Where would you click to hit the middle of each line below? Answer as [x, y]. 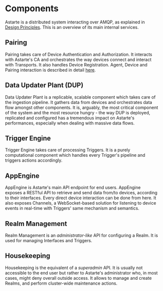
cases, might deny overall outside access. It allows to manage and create [78, 278]
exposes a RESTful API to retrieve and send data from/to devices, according [81, 193]
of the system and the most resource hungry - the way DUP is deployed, [78, 112]
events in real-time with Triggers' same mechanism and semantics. [72, 208]
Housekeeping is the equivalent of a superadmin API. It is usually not [74, 268]
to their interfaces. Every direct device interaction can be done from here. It [81, 198]
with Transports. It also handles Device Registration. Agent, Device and [76, 64]
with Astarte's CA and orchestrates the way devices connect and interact [78, 60]
